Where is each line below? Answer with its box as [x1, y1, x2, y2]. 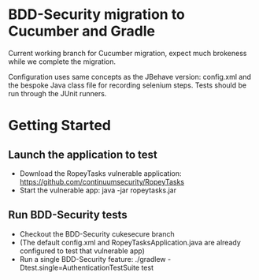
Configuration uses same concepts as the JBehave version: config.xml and [8, 72, 252, 81]
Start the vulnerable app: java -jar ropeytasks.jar [19, 185, 177, 195]
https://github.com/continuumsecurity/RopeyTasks [19, 177, 185, 186]
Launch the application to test [8, 147, 157, 161]
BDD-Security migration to [8, 6, 185, 24]
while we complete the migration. [8, 57, 117, 66]
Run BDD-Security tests [8, 208, 128, 222]
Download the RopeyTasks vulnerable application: [19, 168, 182, 178]
